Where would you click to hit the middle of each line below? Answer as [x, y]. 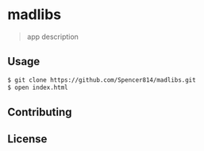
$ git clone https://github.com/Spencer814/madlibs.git [102, 80]
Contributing [40, 112]
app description [52, 37]
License [27, 139]
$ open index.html [38, 87]
